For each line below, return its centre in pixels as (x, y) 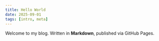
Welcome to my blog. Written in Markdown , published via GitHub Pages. (80, 33)
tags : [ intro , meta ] (27, 19)
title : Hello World (25, 10)
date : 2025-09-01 (23, 14)
